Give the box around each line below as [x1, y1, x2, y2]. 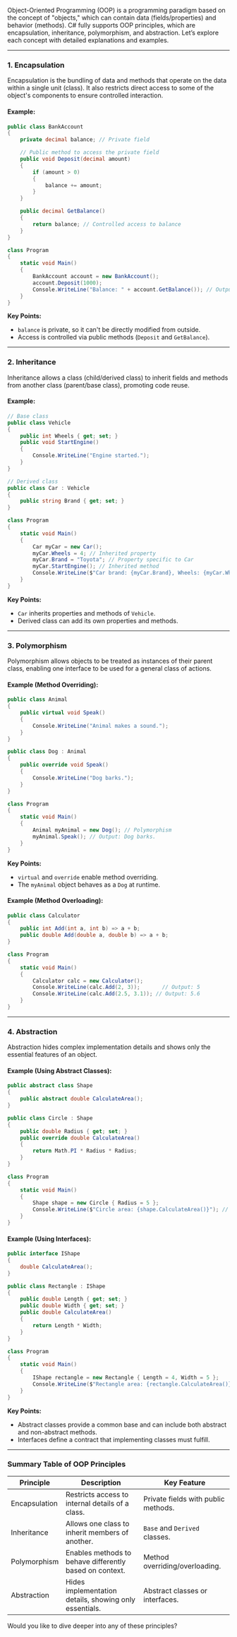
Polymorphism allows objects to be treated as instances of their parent [7, 656, 213, 666]
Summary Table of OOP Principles [7, 1459, 126, 1469]
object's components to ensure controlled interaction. [7, 91, 164, 100]
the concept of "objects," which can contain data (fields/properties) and [7, 13, 217, 22]
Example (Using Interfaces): [7, 1235, 92, 1243]
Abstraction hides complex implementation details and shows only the [7, 1043, 211, 1051]
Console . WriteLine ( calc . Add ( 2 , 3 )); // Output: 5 [32, 984, 200, 991]
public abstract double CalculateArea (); [20, 1096, 143, 1103]
